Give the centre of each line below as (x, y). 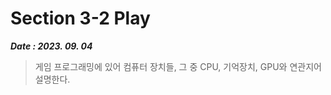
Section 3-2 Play (80, 18)
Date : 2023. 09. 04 (51, 46)
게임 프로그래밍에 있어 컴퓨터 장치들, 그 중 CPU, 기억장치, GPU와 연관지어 (178, 66)
